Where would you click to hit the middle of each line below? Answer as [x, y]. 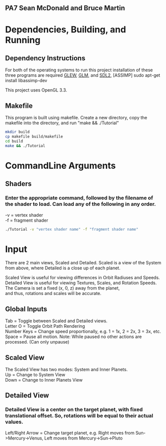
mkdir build [17, 132]
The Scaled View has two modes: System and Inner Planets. [66, 370]
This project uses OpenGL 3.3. [36, 90]
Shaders [19, 184]
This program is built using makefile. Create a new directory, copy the [76, 118]
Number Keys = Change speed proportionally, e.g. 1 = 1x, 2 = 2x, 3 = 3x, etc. [83, 332]
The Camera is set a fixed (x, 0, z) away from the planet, [62, 288]
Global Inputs [26, 309]
